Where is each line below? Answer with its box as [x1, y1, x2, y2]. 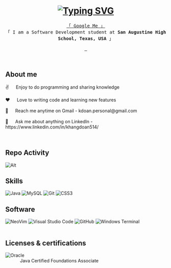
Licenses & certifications [5, 238, 86, 247]
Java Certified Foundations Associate [19, 258, 99, 263]
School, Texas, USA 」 [58, 36, 114, 41]
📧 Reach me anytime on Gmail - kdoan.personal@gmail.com [5, 108, 137, 114]
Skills [5, 176, 23, 185]
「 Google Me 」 [66, 23, 106, 29]
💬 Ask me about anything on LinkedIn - [5, 118, 93, 124]
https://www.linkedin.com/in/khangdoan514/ [5, 124, 99, 130]
